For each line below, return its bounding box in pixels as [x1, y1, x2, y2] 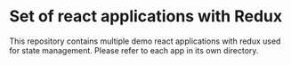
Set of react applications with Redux [9, 6, 283, 27]
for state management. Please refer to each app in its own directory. [9, 45, 259, 55]
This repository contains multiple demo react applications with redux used [9, 36, 281, 46]
